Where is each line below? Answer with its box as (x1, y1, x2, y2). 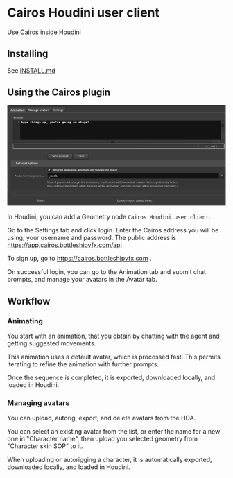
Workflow (7, 295, 51, 307)
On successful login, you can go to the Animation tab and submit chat (7, 268, 207, 276)
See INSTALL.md (7, 66, 55, 74)
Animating (7, 316, 44, 325)
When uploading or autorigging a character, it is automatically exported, (7, 456, 213, 464)
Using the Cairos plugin (7, 87, 111, 99)
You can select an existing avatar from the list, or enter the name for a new (7, 427, 221, 436)
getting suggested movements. (7, 339, 96, 348)
